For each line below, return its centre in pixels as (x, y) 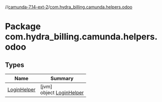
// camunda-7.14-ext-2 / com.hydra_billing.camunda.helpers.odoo (69, 7)
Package (23, 27)
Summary (62, 78)
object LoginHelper (62, 93)
